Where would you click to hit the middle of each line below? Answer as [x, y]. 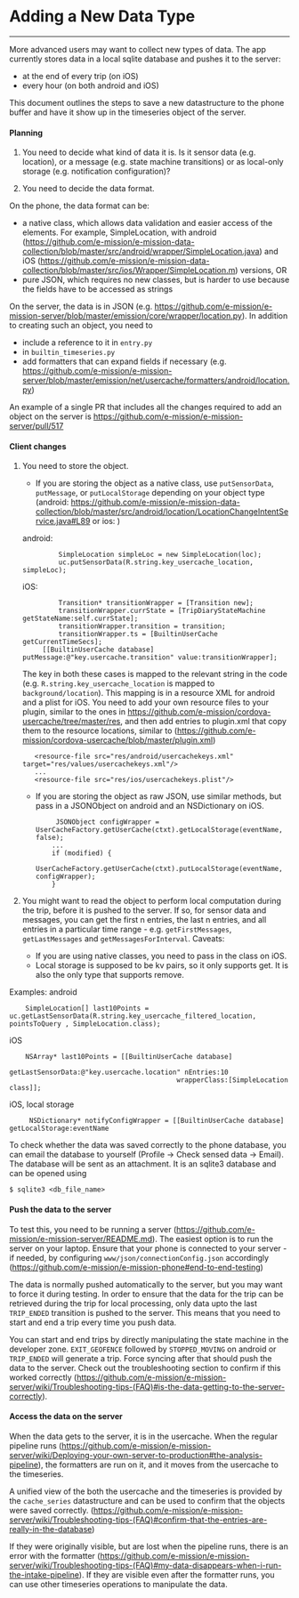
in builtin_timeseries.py [69, 352]
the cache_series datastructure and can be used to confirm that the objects [147, 1500]
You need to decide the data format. [88, 189]
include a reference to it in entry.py [87, 343]
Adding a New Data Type [102, 16]
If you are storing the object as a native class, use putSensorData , [154, 483]
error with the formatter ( [55, 1555]
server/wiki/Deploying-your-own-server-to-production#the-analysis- [136, 1455]
